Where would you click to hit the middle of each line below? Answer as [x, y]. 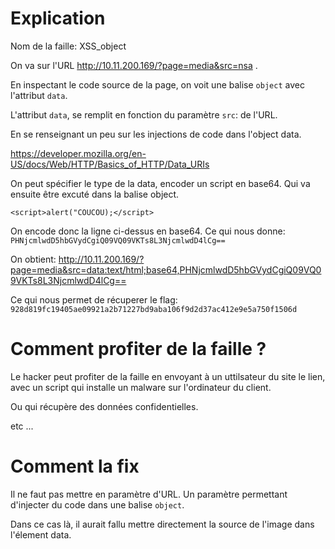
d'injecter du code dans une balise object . [97, 504]
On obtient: [33, 259]
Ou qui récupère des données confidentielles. [104, 406]
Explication [58, 18]
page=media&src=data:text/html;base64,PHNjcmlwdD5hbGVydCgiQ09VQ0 [166, 269]
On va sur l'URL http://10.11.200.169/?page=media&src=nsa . [134, 65]
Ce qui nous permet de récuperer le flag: [94, 299]
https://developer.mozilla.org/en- [78, 153]
